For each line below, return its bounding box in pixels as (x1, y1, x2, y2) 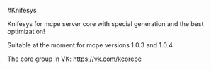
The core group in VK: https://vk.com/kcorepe (7, 54, 142, 63)
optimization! (7, 28, 45, 35)
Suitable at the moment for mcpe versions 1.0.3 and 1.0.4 (7, 41, 173, 49)
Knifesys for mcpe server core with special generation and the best (7, 20, 204, 28)
